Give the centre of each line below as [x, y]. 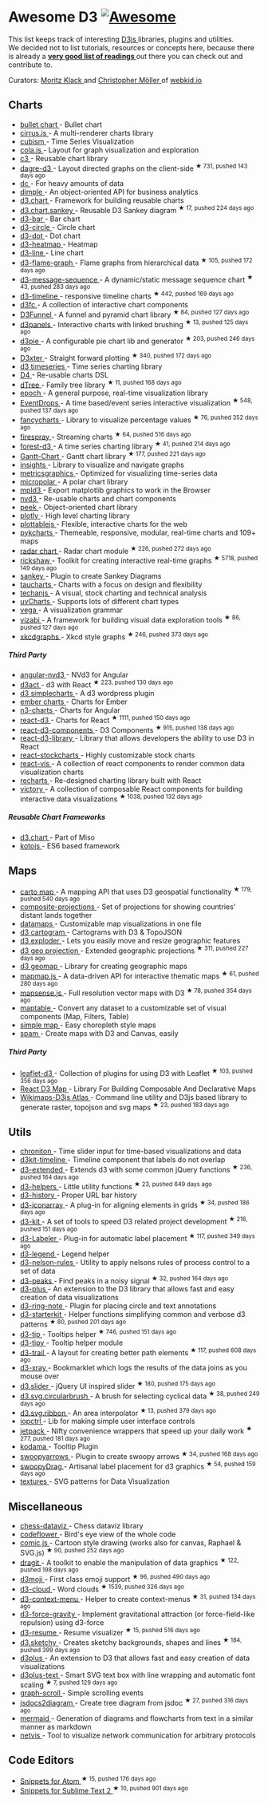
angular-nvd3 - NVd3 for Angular [74, 675]
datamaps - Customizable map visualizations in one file [110, 924]
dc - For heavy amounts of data [72, 184]
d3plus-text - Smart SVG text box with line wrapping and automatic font [138, 1674]
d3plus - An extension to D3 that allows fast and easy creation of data [135, 1658]
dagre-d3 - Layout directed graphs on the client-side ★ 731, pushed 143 [134, 168]
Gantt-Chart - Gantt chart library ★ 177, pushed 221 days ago [112, 455]
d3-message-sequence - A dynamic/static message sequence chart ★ [136, 279]
